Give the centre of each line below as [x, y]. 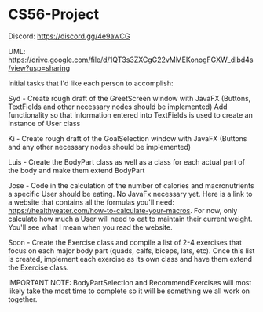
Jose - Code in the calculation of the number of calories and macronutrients [131, 185]
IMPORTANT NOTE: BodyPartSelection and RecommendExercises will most [130, 282]
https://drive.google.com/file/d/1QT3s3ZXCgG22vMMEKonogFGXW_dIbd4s [131, 60]
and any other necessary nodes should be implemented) [99, 147]
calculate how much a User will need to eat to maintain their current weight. [130, 219]
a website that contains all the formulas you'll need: [91, 202]
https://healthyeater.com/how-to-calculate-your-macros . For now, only [123, 210]
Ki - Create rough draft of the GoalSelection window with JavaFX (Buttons [128, 138]
